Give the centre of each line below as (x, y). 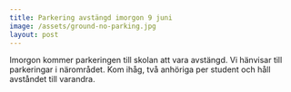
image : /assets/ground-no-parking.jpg (83, 26)
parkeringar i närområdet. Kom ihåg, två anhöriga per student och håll (140, 69)
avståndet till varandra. (52, 79)
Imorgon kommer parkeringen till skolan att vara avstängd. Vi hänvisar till (146, 60)
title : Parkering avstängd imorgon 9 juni (91, 18)
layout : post (34, 34)
